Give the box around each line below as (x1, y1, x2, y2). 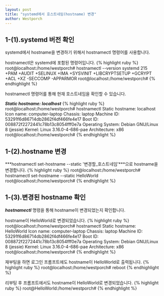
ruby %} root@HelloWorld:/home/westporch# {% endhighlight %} (5, 285, 137, 291)
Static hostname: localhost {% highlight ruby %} (5, 101, 105, 106)
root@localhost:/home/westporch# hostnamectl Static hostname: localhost (5, 106, 156, 112)
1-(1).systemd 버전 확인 (5, 35, 75, 44)
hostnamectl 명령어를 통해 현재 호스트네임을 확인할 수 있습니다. (5, 91, 126, 97)
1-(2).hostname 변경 (5, 147, 67, 155)
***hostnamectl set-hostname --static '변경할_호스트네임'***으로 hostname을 (5, 161, 158, 167)
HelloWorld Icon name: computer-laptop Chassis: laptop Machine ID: (5, 228, 143, 234)
